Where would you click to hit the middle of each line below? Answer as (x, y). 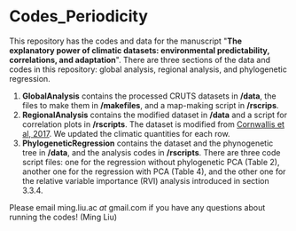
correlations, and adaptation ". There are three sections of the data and (140, 60)
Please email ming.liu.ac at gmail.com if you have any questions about (137, 207)
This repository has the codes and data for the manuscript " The (125, 41)
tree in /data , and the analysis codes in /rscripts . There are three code (151, 152)
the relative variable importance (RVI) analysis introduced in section (146, 180)
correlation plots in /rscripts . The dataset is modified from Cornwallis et (153, 124)
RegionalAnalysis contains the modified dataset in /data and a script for (155, 115)
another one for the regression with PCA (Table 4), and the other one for (154, 171)
